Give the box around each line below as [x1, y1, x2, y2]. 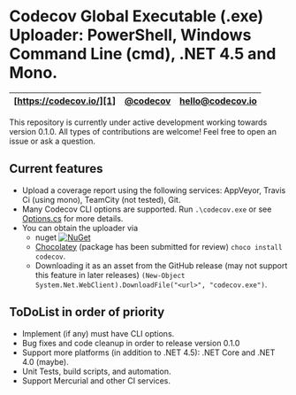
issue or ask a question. [9, 136, 95, 146]
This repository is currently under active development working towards [9, 117, 268, 128]
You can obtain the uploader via [21, 222, 139, 233]
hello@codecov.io [179, 95, 258, 107]
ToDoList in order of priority [9, 305, 165, 320]
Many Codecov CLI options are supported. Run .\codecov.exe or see [21, 204, 272, 214]
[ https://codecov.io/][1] [13, 95, 117, 107]
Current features [9, 161, 103, 176]
